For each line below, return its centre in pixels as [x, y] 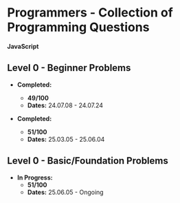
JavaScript [23, 46]
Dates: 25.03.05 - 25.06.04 [66, 139]
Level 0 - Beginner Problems [69, 68]
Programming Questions [78, 27]
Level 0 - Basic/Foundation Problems [88, 161]
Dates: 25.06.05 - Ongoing [66, 192]
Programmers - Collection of [90, 13]
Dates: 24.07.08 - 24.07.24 [65, 105]
